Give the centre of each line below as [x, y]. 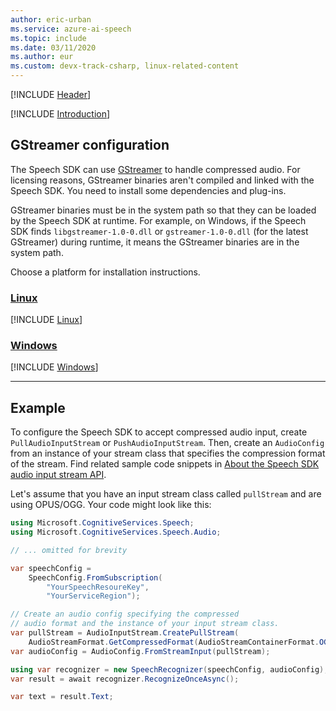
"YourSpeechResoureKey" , [98, 587]
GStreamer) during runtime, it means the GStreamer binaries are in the [155, 242]
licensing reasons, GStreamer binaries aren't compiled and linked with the [162, 180]
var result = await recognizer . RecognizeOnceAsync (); [125, 679]
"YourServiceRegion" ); [93, 596]
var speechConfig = [51, 568]
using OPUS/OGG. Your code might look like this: [111, 505]
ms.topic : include [48, 38]
